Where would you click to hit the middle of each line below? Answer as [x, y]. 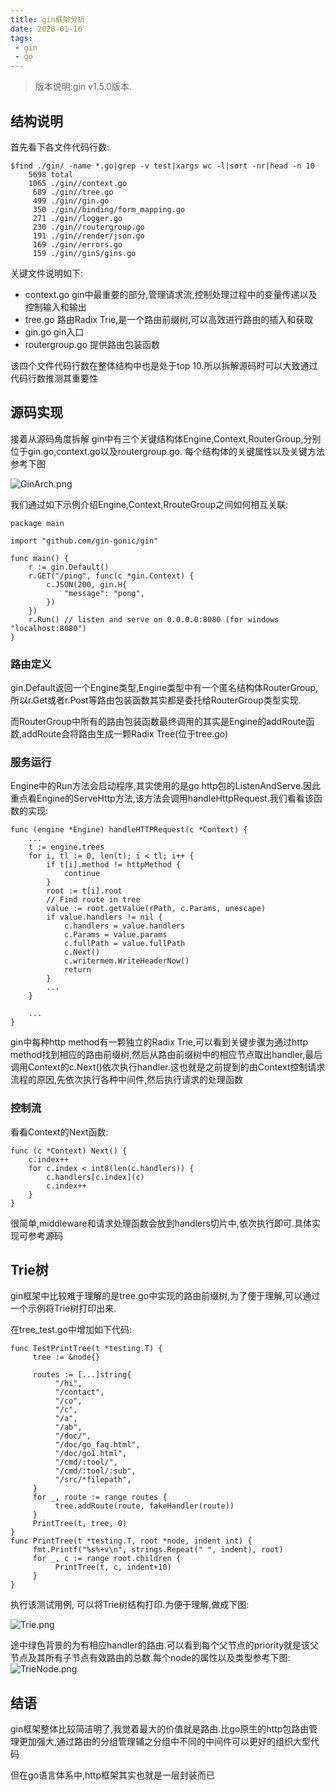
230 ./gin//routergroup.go [88, 227]
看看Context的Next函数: [59, 1132]
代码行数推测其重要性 [54, 378]
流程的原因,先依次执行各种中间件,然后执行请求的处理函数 [127, 1080]
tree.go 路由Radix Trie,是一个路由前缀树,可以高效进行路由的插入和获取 [169, 319]
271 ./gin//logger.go [77, 218]
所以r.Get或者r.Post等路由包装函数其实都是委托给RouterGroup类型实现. [156, 700]
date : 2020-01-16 [46, 29]
